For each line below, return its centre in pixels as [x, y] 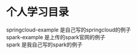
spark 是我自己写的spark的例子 [44, 45]
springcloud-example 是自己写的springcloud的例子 [68, 30]
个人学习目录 [38, 12]
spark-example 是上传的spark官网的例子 [56, 37]
